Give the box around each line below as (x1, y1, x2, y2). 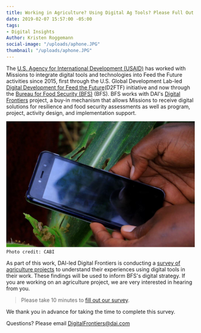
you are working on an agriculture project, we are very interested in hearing (6, 278, 193, 286)
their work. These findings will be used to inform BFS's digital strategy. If (6, 273, 185, 280)
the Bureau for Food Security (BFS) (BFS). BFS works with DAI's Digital (6, 90, 181, 97)
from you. (6, 285, 31, 292)
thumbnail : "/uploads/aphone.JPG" (6, 48, 93, 54)
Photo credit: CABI (6, 249, 55, 255)
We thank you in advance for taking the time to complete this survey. (6, 308, 175, 316)
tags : (6, 22, 20, 28)
